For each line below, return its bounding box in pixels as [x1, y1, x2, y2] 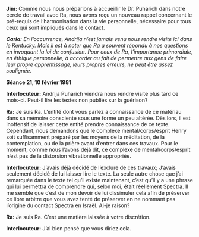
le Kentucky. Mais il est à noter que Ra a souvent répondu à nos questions [6, 42, 188, 49]
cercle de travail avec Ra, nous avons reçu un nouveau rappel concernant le [6, 11, 192, 18]
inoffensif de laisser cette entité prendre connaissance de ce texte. [6, 121, 170, 127]
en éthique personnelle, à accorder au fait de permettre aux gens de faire [6, 55, 187, 61]
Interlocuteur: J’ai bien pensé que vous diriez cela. [6, 225, 132, 232]
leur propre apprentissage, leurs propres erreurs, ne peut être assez [6, 61, 173, 68]
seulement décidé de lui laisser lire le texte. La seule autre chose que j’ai [6, 170, 183, 177]
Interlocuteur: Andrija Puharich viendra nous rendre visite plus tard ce [6, 91, 179, 97]
